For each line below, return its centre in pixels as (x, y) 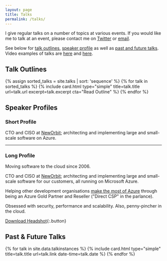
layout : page (19, 10)
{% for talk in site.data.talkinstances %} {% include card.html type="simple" (83, 249)
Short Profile (21, 122)
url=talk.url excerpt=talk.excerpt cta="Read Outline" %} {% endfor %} (77, 92)
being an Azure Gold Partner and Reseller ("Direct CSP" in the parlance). (80, 196)
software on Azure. (37, 138)
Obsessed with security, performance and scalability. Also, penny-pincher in (83, 206)
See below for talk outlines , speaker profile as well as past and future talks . (82, 48)
